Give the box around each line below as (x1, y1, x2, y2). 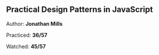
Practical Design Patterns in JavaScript (6, 5, 153, 15)
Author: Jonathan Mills (6, 20, 63, 27)
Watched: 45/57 (6, 43, 46, 50)
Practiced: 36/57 (6, 32, 48, 39)
